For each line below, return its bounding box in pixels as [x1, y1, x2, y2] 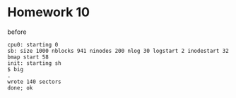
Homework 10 [7, 4, 90, 20]
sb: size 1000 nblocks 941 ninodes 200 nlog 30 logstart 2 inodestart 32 [7, 47, 230, 54]
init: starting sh [7, 59, 61, 67]
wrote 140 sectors [7, 78, 61, 85]
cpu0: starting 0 [7, 41, 59, 48]
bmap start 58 [7, 54, 49, 61]
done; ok [7, 84, 33, 92]
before [7, 27, 27, 36]
